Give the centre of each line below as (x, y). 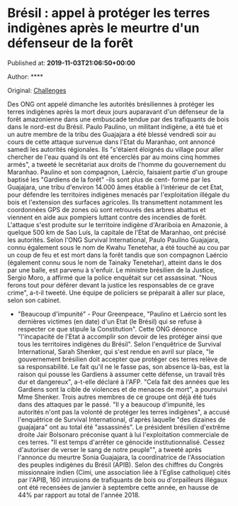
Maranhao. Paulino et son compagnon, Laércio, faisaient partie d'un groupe (118, 172)
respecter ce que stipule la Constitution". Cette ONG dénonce (107, 329)
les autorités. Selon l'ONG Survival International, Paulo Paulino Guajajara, (114, 240)
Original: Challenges (37, 90)
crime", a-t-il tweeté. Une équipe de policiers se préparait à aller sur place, (116, 292)
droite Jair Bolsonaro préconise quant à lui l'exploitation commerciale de (123, 434)
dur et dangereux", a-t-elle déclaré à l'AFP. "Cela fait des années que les (124, 382)
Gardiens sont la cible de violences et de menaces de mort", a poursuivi (123, 389)
